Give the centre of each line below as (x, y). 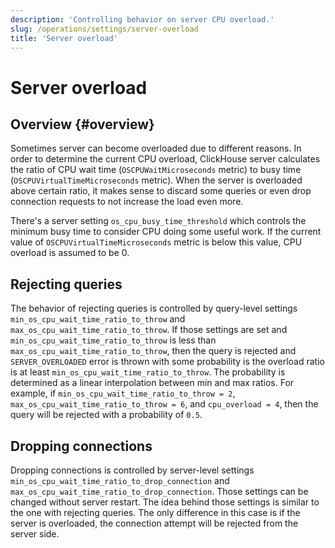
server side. (35, 534)
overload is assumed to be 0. (70, 253)
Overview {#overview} (82, 124)
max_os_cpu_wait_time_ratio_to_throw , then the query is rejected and (153, 351)
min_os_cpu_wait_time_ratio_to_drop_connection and (120, 480)
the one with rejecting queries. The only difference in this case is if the (155, 512)
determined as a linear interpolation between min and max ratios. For (152, 383)
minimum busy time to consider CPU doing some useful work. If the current (166, 232)
